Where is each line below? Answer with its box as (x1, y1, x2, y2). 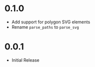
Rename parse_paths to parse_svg (11, 24, 79, 30)
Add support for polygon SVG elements (11, 19, 91, 25)
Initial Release (11, 57, 40, 63)
